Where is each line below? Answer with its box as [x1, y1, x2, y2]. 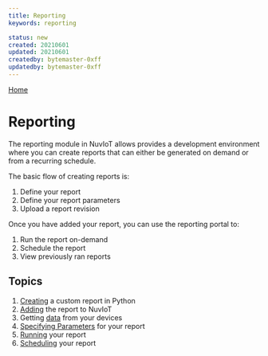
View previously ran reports [19, 252, 112, 261]
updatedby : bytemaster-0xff [8, 63, 102, 72]
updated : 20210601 [8, 49, 69, 57]
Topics [8, 275, 43, 288]
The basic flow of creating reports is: [8, 171, 130, 181]
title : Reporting [8, 11, 66, 20]
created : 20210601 [8, 41, 69, 49]
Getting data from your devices [19, 312, 123, 323]
